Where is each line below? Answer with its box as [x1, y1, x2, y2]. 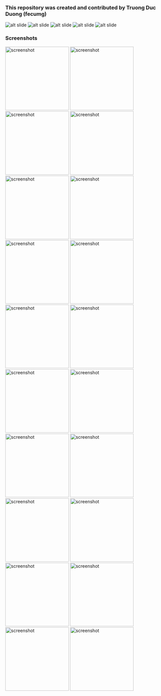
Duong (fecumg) [5, 10, 47, 17]
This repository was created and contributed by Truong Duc [5, 4, 156, 11]
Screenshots [5, 35, 38, 42]
